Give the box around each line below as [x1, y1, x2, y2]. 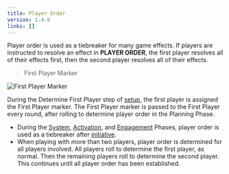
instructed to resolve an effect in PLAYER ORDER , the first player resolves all [7, 48, 224, 57]
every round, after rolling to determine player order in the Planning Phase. [7, 110, 215, 118]
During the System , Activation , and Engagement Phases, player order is [16, 124, 219, 132]
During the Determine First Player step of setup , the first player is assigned [7, 96, 218, 104]
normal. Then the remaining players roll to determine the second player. [16, 152, 219, 160]
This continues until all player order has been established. [16, 160, 180, 168]
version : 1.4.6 [7, 16, 51, 23]
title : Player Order [7, 10, 67, 17]
